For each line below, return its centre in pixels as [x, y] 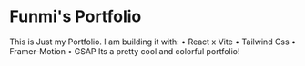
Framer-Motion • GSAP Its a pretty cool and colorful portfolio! [125, 51]
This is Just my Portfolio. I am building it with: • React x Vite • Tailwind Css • [153, 42]
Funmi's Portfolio [76, 17]
